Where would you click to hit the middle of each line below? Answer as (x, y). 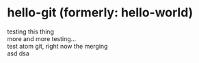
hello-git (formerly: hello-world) (100, 13)
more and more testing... (42, 38)
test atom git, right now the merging (57, 46)
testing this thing (31, 32)
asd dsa (18, 53)
